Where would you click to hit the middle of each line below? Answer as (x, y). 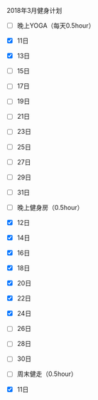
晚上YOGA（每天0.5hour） (56, 26)
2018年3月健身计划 (34, 10)
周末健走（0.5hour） (47, 374)
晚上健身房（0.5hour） (50, 207)
